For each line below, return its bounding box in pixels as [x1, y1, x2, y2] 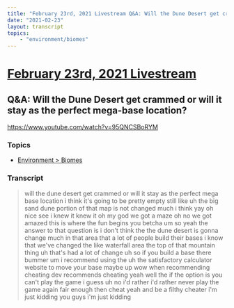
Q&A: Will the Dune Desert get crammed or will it [7, 93, 222, 105]
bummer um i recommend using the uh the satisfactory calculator [24, 255, 212, 264]
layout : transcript [7, 23, 64, 30]
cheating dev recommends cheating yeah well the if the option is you [24, 270, 223, 279]
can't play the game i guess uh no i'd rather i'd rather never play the [24, 277, 219, 286]
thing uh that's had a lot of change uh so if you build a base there [24, 248, 212, 257]
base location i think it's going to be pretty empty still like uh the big [24, 196, 219, 205]
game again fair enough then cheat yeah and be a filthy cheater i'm [24, 285, 217, 293]
